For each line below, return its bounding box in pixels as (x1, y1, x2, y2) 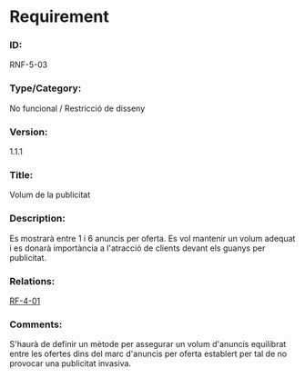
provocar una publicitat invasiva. (9, 358, 132, 369)
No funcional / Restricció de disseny (9, 103, 146, 114)
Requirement (9, 6, 109, 27)
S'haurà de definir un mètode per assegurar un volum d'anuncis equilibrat (9, 339, 287, 350)
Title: (9, 169, 34, 181)
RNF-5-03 (9, 59, 48, 70)
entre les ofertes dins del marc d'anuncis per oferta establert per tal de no (9, 348, 288, 360)
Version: (9, 125, 48, 138)
